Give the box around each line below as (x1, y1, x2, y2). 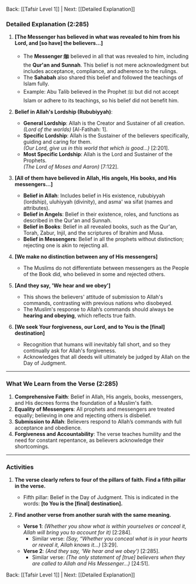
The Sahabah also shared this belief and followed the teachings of (23, 74, 184, 81)
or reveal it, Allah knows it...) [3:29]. (32, 541, 118, 548)
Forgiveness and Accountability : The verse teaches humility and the (14, 430, 181, 437)
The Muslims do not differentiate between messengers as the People (23, 264, 190, 272)
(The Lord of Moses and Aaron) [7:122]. (23, 163, 119, 170)
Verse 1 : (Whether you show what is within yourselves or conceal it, (23, 523, 187, 530)
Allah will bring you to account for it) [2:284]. (23, 528, 132, 535)
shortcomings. (14, 442, 50, 450)
